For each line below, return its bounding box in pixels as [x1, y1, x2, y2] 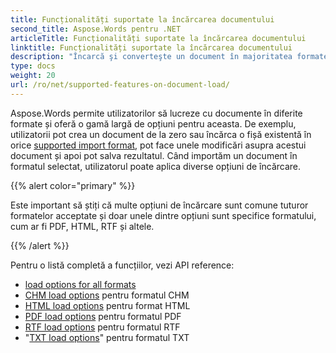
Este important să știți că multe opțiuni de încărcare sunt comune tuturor [10, 199, 309, 211]
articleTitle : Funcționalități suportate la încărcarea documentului [10, 33, 307, 43]
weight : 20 [10, 71, 56, 81]
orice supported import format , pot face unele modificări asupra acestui [10, 139, 307, 151]
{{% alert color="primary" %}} [10, 179, 136, 191]
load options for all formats [24, 278, 137, 290]
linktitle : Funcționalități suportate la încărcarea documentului [10, 42, 293, 53]
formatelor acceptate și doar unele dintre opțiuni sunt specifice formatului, [10, 209, 317, 221]
